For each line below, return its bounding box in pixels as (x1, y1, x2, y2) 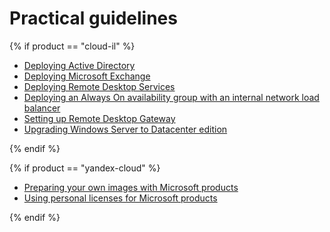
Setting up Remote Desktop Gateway (23, 112, 176, 124)
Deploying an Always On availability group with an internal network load (23, 91, 320, 103)
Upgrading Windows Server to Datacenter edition (23, 123, 228, 135)
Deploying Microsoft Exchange (23, 70, 151, 82)
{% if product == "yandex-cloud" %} (9, 162, 161, 174)
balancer (23, 102, 61, 114)
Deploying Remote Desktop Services (23, 80, 176, 92)
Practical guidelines (9, 7, 178, 30)
